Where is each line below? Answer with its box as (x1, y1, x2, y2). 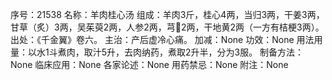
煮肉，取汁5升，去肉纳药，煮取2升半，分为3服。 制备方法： (57, 46, 305, 58)
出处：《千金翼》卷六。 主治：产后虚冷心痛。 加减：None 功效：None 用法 (10, 34, 315, 45)
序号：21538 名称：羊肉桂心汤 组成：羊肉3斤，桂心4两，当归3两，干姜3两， (10, 9, 325, 20)
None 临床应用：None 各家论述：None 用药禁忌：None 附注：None (10, 59, 289, 70)
